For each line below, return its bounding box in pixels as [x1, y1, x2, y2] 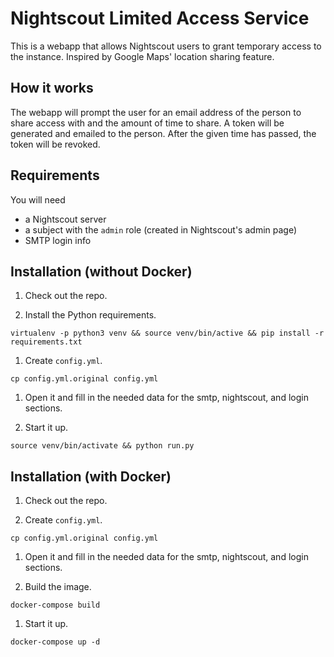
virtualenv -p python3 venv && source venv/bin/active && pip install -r [10, 328, 325, 339]
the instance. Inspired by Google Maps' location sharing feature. [10, 50, 275, 62]
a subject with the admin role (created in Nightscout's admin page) [24, 223, 298, 236]
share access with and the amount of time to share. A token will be [10, 117, 285, 129]
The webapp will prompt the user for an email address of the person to [10, 106, 302, 118]
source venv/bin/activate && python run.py [10, 441, 195, 451]
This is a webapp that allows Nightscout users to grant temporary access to [10, 40, 322, 52]
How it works [10, 80, 94, 97]
